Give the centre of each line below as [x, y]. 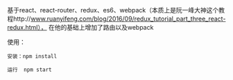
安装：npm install [32, 57]
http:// [22, 19]
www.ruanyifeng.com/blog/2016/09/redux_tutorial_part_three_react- [128, 19]
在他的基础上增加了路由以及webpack [101, 27]
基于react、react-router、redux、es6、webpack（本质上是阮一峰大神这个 [113, 10]
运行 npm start [29, 70]
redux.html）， [27, 27]
